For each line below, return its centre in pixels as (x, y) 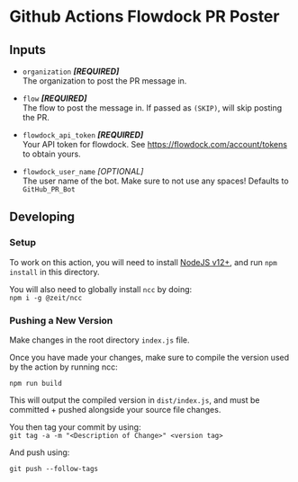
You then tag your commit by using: (75, 427)
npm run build (36, 383)
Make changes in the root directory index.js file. (100, 340)
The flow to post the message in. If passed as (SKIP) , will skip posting (152, 108)
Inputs (28, 50)
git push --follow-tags (54, 469)
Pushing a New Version (61, 320)
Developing (42, 217)
